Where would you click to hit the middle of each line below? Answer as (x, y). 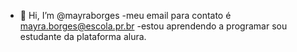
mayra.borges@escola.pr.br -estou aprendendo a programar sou (153, 26)
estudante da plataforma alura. (83, 36)
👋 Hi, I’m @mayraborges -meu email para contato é (125, 15)
